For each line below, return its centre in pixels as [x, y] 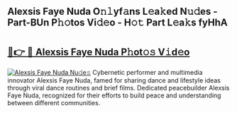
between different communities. [54, 103]
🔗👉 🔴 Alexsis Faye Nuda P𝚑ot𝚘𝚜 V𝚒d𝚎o [99, 52]
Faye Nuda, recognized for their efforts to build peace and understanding [114, 95]
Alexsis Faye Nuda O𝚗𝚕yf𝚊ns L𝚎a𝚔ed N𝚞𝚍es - [112, 12]
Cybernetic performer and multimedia [148, 72]
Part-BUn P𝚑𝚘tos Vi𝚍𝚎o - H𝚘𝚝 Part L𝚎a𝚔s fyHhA [118, 23]
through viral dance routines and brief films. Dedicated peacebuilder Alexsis [118, 88]
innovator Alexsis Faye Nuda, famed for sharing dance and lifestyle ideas [114, 80]
